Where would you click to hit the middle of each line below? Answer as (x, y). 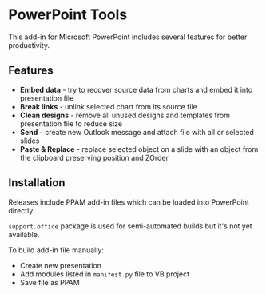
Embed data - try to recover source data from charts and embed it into (136, 89)
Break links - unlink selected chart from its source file (108, 106)
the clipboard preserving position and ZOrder (94, 157)
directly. (22, 210)
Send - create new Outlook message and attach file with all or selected (137, 132)
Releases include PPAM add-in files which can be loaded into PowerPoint (129, 202)
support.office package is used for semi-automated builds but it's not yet (131, 226)
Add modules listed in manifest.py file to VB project (105, 274)
